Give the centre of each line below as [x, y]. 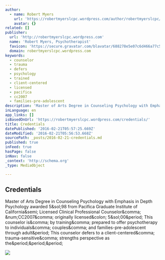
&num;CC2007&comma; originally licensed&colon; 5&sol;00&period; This [79, 217]
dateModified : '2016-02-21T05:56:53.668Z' [49, 133]
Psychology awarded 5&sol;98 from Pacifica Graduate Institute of [71, 207]
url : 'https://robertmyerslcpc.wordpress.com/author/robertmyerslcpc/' [89, 19]
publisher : [16, 32]
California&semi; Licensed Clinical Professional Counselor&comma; [73, 212]
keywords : [15, 55]
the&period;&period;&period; [34, 243]
